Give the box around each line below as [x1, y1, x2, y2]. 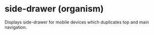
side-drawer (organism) [4, 3, 104, 14]
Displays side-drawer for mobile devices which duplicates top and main [4, 19, 149, 25]
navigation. [4, 24, 27, 30]
